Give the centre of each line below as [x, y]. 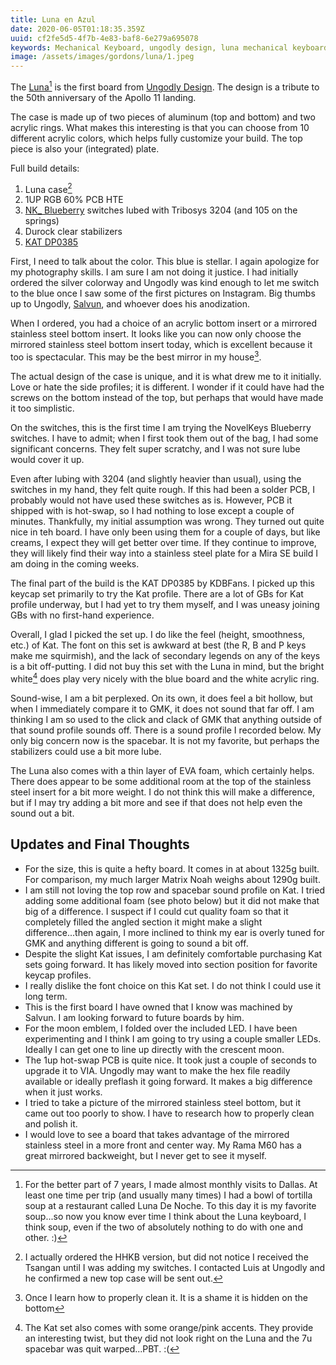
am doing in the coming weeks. [75, 564]
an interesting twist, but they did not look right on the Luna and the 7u [168, 1338]
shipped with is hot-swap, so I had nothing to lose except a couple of [152, 511]
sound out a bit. [42, 813]
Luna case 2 [48, 188]
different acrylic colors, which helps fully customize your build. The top [156, 138]
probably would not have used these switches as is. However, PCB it [151, 500]
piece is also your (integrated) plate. [85, 148]
